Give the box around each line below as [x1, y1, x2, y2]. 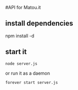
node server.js [5, 61, 38, 66]
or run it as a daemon [5, 70, 50, 76]
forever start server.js [5, 80, 58, 85]
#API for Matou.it [5, 5, 41, 10]
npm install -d [5, 33, 35, 39]
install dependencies [5, 19, 73, 28]
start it [5, 48, 27, 56]
